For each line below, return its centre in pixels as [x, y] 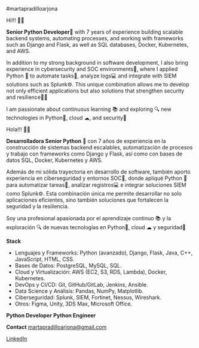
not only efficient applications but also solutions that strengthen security [95, 91]
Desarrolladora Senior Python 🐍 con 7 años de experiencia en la [86, 141]
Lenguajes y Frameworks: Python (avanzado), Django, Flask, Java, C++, [104, 253]
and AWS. [19, 51]
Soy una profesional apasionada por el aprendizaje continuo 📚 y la [89, 218]
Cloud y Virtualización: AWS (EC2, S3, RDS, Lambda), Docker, [91, 272]
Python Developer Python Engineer [51, 315]
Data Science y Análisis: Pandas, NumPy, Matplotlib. [79, 291]
